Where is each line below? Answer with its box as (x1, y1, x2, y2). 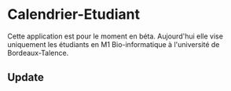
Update (7, 71, 45, 84)
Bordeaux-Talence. (7, 48, 69, 57)
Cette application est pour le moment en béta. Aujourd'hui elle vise (7, 31, 223, 41)
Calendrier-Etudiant (7, 5, 141, 24)
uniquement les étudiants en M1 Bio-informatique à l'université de (7, 39, 220, 49)
